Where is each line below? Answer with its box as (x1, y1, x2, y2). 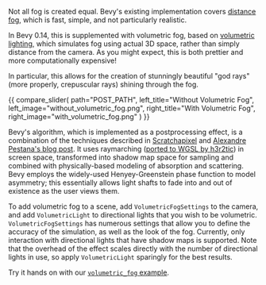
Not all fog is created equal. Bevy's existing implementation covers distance (8, 7, 256, 16)
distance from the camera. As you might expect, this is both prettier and (8, 48, 244, 56)
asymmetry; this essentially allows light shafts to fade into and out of (8, 178, 233, 187)
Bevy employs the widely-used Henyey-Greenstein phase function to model (8, 170, 256, 179)
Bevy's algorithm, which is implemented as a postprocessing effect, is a (8, 127, 243, 137)
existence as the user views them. (8, 187, 120, 195)
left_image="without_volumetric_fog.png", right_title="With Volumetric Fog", (8, 103, 256, 113)
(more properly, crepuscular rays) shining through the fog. (8, 79, 199, 89)
